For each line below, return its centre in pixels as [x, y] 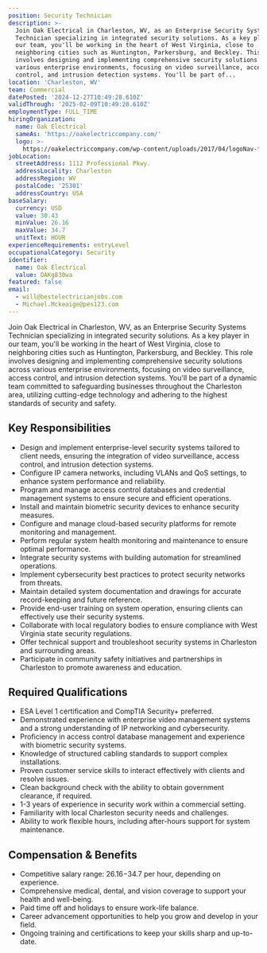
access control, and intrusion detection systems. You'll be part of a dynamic [133, 377]
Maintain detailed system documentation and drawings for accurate [130, 591]
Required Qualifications [68, 692]
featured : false [35, 282]
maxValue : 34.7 [41, 230]
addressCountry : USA [49, 193]
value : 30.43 [37, 216]
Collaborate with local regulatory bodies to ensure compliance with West [139, 625]
